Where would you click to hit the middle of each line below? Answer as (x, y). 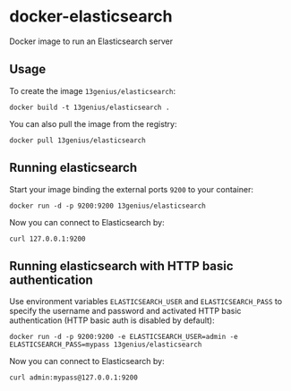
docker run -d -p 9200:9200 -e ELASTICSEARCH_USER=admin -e (124, 337)
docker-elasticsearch (91, 17)
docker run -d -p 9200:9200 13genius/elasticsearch (107, 206)
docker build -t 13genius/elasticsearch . (90, 107)
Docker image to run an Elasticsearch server (91, 41)
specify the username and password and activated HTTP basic (125, 311)
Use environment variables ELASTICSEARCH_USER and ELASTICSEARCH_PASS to (146, 302)
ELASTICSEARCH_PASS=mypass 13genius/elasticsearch (106, 345)
